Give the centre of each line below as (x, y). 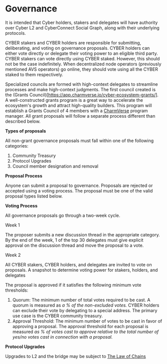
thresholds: (17, 290)
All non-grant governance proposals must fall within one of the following (79, 141)
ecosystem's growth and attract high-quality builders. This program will (79, 105)
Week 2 (13, 255)
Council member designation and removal (55, 166)
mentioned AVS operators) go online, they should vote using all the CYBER (82, 69)
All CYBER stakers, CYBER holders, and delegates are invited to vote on (79, 264)
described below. (23, 121)
